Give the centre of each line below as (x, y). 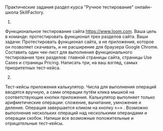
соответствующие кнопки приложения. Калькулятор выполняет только (80, 97)
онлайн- (143, 7)
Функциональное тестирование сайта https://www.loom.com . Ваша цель (81, 31)
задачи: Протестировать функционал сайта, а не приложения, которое (80, 42)
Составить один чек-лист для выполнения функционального (69, 52)
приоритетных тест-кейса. (33, 68)
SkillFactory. (32, 12)
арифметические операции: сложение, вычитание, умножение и (73, 102)
